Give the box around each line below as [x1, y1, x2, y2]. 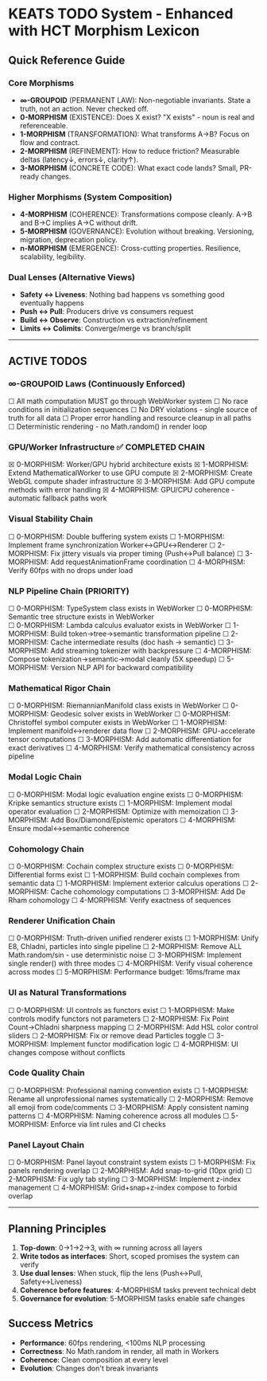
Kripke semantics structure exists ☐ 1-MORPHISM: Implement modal [8, 798, 233, 807]
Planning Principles [8, 1222, 106, 1235]
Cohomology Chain [8, 843, 85, 854]
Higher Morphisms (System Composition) [8, 191, 172, 202]
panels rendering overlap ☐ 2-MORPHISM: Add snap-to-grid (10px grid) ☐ [8, 1166, 253, 1175]
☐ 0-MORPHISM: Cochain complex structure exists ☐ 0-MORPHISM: [8, 861, 234, 871]
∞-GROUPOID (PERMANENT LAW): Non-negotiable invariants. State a [19, 95, 251, 104]
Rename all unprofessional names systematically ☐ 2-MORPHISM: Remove [8, 1093, 254, 1104]
